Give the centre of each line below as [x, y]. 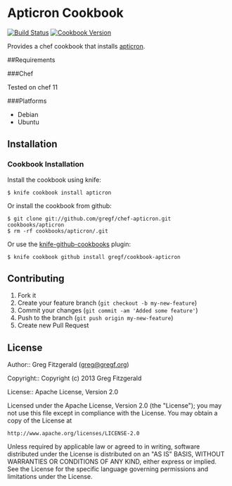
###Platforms [27, 101]
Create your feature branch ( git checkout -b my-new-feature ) [107, 303]
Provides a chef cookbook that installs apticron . [76, 46]
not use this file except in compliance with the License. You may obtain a [112, 413]
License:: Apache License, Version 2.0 [63, 392]
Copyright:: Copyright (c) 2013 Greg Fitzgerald [75, 378]
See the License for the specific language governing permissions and [108, 469]
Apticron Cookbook [66, 13]
